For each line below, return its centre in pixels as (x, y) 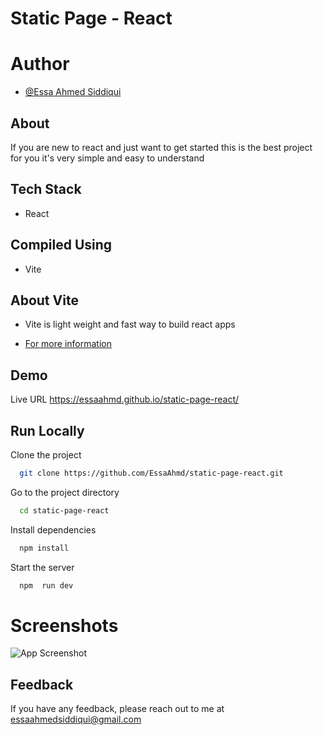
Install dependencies (53, 529)
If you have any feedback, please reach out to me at (117, 709)
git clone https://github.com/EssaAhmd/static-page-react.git (151, 473)
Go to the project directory (65, 492)
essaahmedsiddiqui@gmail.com (76, 719)
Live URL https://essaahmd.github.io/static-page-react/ (125, 399)
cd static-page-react (64, 510)
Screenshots (64, 625)
